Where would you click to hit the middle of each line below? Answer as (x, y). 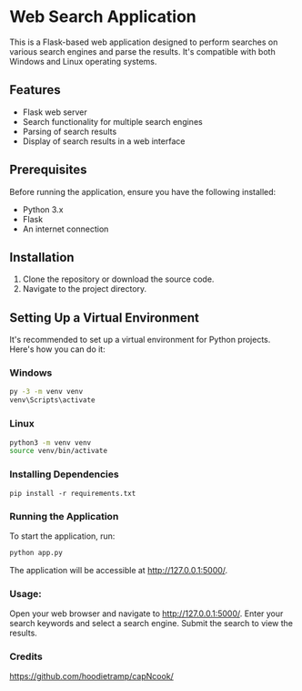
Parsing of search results (70, 131)
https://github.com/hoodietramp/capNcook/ (92, 676)
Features (35, 90)
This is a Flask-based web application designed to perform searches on (144, 42)
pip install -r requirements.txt (73, 493)
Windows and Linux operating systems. (83, 61)
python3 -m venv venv (50, 443)
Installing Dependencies (65, 474)
